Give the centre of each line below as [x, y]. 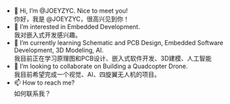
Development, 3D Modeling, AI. [59, 50]
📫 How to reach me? [44, 83]
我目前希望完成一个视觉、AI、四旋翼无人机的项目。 [87, 74]
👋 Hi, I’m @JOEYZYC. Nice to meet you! [71, 11]
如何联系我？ [32, 93]
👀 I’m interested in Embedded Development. [77, 27]
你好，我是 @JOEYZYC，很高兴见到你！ [71, 19]
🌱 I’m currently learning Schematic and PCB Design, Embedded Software [118, 43]
